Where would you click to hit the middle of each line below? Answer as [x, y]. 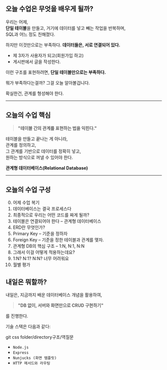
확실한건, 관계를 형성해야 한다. [35, 93]
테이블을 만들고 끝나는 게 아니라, [37, 139]
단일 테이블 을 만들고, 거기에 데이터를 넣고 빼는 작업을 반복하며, [66, 28]
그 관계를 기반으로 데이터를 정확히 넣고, [43, 151]
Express [21, 353]
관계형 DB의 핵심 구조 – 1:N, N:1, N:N [49, 246]
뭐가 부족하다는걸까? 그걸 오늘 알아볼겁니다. [48, 83]
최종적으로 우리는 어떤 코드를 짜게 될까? [51, 215]
